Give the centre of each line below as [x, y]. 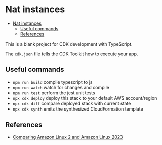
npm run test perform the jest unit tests [54, 93]
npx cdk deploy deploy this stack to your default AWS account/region [85, 98]
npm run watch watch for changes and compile [61, 87]
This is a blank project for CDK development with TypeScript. [69, 44]
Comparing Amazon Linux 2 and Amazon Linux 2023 [68, 137]
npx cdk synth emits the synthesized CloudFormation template [78, 109]
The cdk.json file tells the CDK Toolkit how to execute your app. [72, 54]
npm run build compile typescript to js [52, 82]
